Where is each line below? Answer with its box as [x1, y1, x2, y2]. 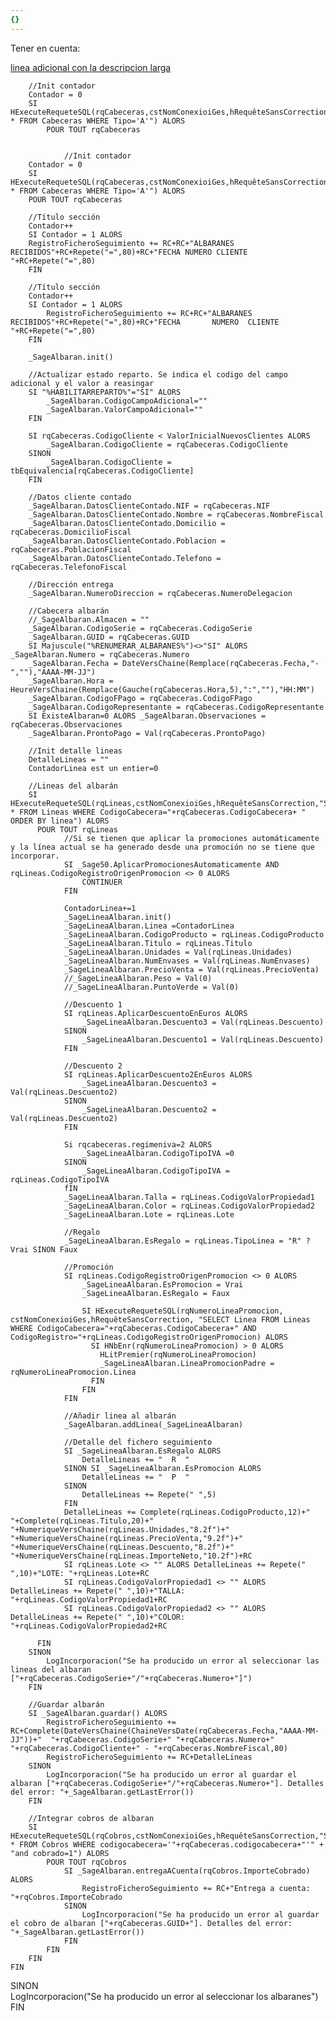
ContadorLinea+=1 [63, 903, 137, 913]
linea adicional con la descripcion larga [10, 61, 172, 73]
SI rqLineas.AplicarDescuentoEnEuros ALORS [63, 1008, 248, 1018]
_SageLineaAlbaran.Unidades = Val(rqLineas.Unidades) [63, 947, 293, 957]
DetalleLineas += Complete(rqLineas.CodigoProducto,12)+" [63, 1507, 311, 1517]
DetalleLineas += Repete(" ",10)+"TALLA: [10, 1586, 186, 1596]
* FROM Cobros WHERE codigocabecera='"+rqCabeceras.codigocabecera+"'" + [10, 1839, 325, 1850]
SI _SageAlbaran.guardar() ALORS [28, 1708, 168, 1718]
